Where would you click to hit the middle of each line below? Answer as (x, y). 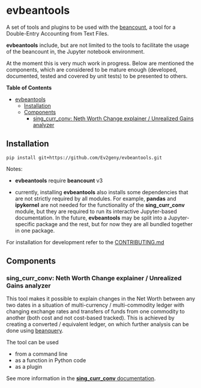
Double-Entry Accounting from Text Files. (58, 33)
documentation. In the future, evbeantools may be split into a (91, 218)
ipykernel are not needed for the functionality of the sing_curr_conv (100, 205)
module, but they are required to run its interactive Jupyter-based (96, 211)
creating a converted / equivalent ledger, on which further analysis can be (97, 324)
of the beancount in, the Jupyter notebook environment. (76, 51)
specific (25, 224)
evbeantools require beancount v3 (59, 180)
